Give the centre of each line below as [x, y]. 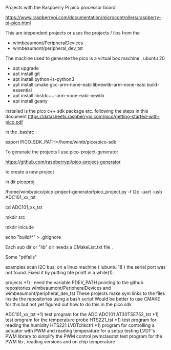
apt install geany [30, 101]
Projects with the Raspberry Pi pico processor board [61, 7]
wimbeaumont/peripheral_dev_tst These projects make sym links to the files [85, 293]
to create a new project [30, 172]
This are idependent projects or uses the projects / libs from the [72, 33]
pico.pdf [14, 122]
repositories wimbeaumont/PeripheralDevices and [58, 288]
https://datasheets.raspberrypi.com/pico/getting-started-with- [94, 116]
